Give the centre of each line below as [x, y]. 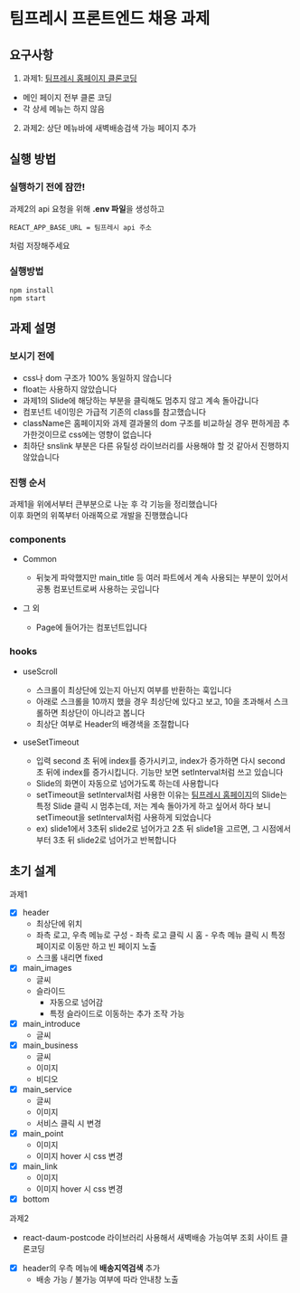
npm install [32, 290]
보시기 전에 [32, 357]
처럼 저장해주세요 [40, 245]
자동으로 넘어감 [76, 1002]
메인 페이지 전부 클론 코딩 [67, 97]
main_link [40, 1166]
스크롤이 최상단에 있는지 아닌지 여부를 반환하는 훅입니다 [134, 689]
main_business [50, 1045]
